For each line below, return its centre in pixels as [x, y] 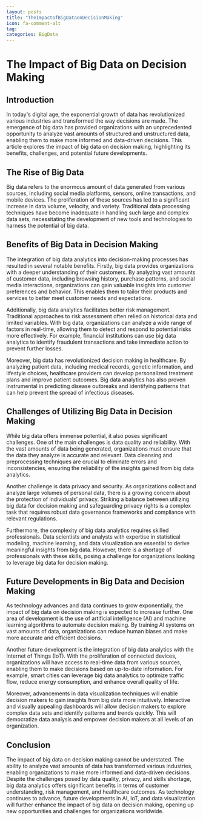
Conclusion [28, 745]
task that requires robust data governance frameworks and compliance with [101, 512]
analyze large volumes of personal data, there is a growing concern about [98, 492]
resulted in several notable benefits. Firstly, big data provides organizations [100, 265]
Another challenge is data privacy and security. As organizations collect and [101, 486]
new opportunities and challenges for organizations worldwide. [85, 811]
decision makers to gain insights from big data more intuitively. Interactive [98, 700]
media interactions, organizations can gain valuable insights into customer [99, 285]
